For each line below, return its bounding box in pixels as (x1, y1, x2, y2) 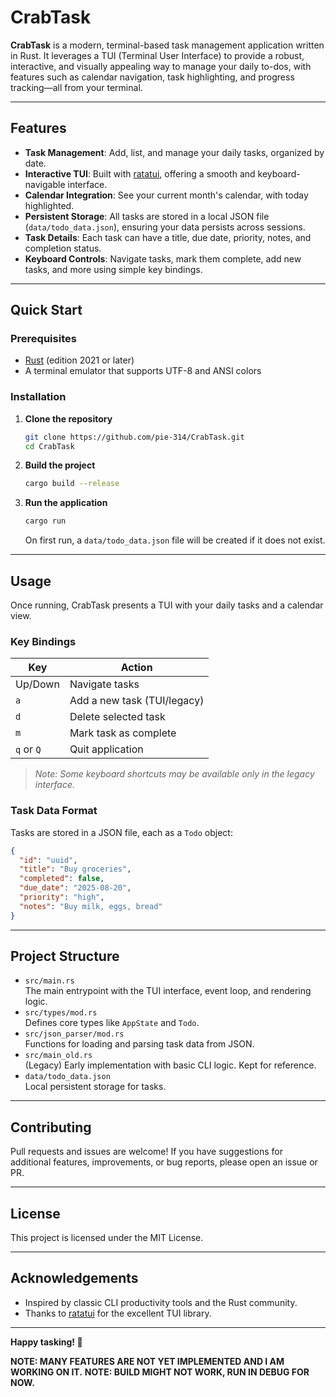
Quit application (69, 742, 144, 756)
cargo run (24, 516, 67, 526)
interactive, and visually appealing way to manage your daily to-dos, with (10, 60, 312, 72)
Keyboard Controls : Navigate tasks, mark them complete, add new (24, 252, 302, 265)
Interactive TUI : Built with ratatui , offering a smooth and (24, 167, 256, 180)
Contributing (10, 1119, 92, 1136)
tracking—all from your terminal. (10, 81, 143, 93)
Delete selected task (69, 710, 166, 724)
